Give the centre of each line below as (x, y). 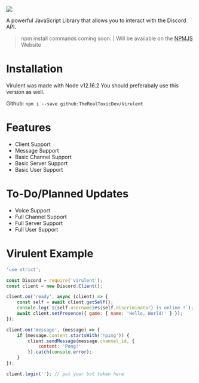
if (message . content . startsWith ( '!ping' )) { (73, 335)
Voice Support (33, 210)
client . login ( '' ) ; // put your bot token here (65, 374)
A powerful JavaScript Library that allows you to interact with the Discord (96, 20)
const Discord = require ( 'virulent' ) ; (54, 280)
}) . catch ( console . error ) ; (60, 352)
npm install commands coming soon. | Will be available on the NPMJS (107, 38)
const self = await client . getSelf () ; (65, 302)
